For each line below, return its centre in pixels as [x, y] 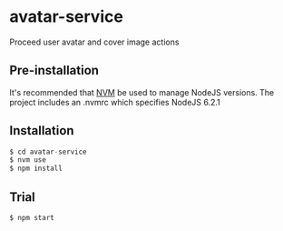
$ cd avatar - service [49, 152]
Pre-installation [54, 70]
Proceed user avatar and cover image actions [94, 42]
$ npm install [36, 169]
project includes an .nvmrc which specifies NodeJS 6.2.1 [115, 102]
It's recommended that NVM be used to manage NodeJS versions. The [142, 92]
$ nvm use [28, 160]
